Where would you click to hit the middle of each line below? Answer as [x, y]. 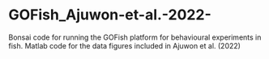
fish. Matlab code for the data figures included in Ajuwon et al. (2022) [125, 45]
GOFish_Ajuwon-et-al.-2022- [110, 15]
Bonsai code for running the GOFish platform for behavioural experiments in [135, 37]
